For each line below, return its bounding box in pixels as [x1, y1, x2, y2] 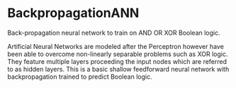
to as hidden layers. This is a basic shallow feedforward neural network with [7, 65, 230, 73]
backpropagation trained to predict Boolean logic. [7, 72, 152, 81]
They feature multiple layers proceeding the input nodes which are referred [7, 57, 227, 65]
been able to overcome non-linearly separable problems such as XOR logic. [7, 50, 228, 58]
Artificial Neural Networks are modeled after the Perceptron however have [7, 42, 225, 50]
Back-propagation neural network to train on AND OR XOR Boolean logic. [7, 28, 221, 37]
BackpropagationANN [7, 5, 140, 21]
